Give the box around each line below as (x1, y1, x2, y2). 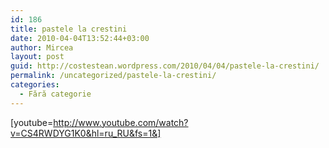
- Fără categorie (19, 89, 92, 99)
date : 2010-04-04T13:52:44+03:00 (10, 33, 150, 43)
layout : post (10, 52, 65, 62)
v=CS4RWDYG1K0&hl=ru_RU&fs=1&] (10, 127, 162, 139)
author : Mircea (10, 42, 74, 53)
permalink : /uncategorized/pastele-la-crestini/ (10, 71, 217, 81)
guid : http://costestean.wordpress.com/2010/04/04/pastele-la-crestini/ (10, 61, 320, 71)
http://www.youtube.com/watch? (53, 116, 189, 128)
